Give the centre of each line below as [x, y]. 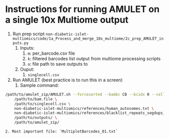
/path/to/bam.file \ [36, 99]
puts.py [20, 43]
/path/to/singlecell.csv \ [43, 104]
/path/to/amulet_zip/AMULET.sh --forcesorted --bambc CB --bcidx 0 [77, 94]
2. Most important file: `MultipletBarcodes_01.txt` [62, 131]
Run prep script [28, 34]
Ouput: [27, 69]
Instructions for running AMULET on [82, 9]
